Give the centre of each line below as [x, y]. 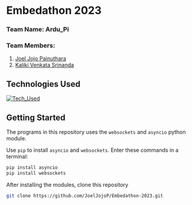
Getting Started [36, 117]
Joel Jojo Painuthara [40, 58]
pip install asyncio [32, 168]
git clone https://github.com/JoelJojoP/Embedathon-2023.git [85, 196]
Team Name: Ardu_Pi [38, 30]
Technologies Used [43, 84]
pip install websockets [36, 173]
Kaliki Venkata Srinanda [44, 65]
